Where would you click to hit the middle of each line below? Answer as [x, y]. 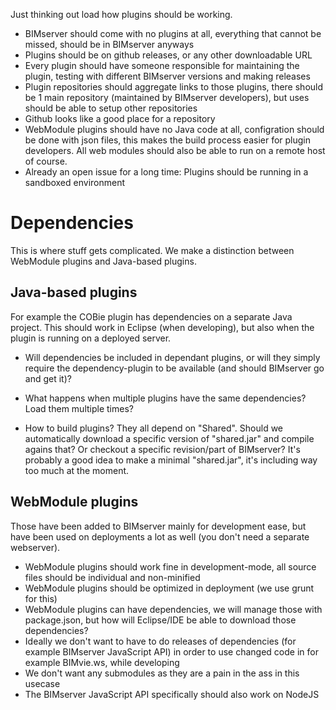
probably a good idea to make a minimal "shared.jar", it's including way [171, 460]
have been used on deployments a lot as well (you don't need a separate [160, 536]
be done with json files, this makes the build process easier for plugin [168, 140]
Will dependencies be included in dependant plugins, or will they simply [172, 357]
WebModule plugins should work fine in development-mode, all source [170, 566]
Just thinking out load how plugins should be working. [121, 14]
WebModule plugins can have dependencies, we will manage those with [173, 609]
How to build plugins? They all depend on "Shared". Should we [154, 428]
